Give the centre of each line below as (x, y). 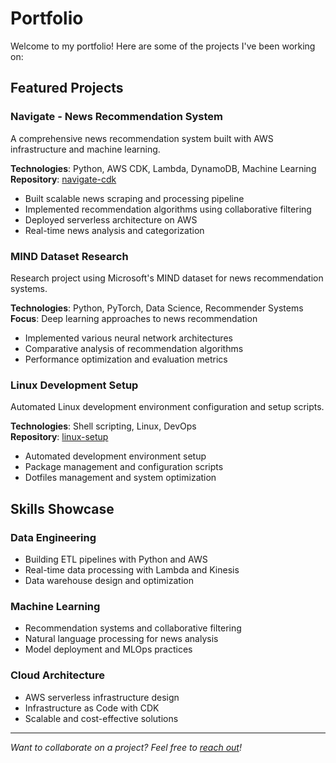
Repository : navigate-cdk (63, 179)
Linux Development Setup (74, 385)
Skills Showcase (62, 508)
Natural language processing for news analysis (121, 639)
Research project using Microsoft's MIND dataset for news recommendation (167, 278)
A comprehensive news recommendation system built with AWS (142, 138)
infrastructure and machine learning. (85, 149)
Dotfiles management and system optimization (120, 478)
